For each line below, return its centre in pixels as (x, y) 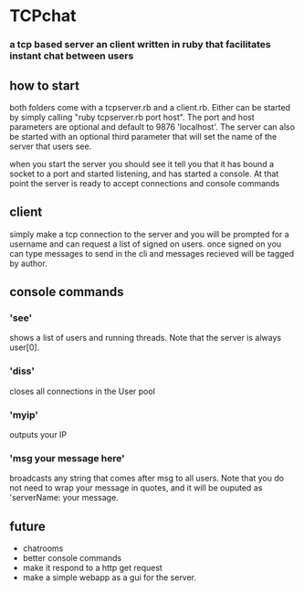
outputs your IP (38, 435)
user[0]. (25, 347)
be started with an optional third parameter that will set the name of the (143, 136)
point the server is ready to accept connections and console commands (145, 183)
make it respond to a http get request (92, 568)
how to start (45, 85)
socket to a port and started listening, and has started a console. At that (144, 174)
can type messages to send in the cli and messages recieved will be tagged (152, 253)
